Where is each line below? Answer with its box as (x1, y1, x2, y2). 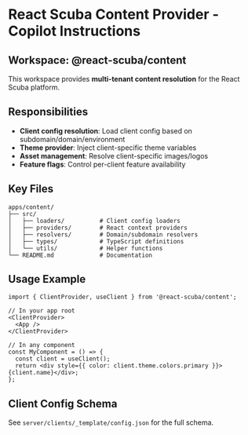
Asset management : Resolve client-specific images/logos (19, 151, 209, 160)
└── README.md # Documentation (8, 251, 153, 259)
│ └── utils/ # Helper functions (8, 244, 163, 252)
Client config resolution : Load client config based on (19, 126, 192, 135)
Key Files (8, 182, 53, 196)
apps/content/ (8, 203, 55, 211)
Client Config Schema (8, 397, 118, 410)
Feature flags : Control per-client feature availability (19, 159, 186, 169)
